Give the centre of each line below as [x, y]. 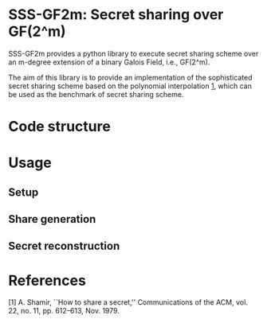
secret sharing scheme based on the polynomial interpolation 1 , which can [130, 86]
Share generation [52, 219]
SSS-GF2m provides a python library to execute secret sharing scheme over [133, 53]
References [47, 280]
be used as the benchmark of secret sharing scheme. [96, 94]
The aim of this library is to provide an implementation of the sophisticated [130, 77]
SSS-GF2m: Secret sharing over [116, 15]
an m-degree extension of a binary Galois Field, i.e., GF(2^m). [109, 62]
